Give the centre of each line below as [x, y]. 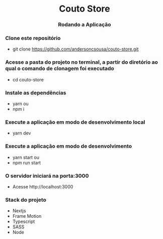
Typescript [24, 222]
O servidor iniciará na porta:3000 [47, 176]
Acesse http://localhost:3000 [43, 186]
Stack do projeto [26, 200]
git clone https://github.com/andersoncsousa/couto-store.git [75, 49]
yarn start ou [26, 157]
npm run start [27, 163]
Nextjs [19, 211]
